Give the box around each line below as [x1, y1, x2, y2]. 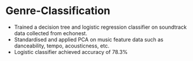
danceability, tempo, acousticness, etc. [14, 42, 110, 49]
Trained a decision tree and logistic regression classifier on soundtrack [14, 23, 187, 30]
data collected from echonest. [14, 29, 88, 36]
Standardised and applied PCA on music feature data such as [14, 36, 163, 43]
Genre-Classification [5, 4, 110, 18]
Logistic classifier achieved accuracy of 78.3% [14, 48, 128, 55]
